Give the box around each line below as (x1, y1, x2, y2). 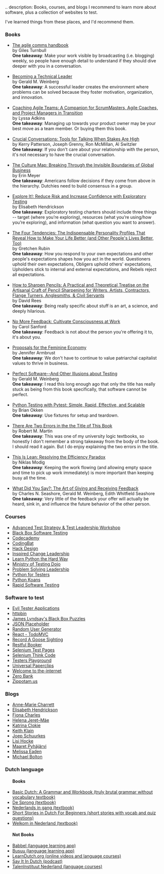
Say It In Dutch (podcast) (12, 858, 63, 864)
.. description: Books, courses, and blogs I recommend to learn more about (5, 4, 157, 10)
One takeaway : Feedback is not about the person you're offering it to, (12, 329, 154, 335)
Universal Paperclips (12, 662, 54, 668)
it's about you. (12, 334, 42, 340)
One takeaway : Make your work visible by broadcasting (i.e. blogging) (12, 53, 155, 58)
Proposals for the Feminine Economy (12, 344, 87, 350)
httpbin (12, 610, 27, 616)
